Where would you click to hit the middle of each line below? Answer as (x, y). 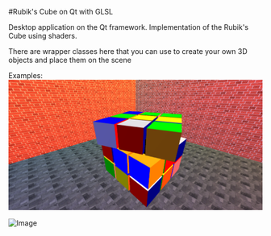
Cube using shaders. (43, 36)
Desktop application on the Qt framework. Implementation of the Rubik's (128, 27)
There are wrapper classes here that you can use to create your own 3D (128, 51)
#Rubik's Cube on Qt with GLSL (61, 12)
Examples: (25, 75)
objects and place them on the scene (70, 60)
